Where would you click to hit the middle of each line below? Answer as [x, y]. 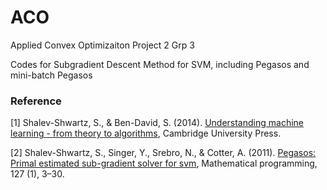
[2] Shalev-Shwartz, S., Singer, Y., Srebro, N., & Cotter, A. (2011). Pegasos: [163, 153]
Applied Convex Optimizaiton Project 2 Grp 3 [102, 45]
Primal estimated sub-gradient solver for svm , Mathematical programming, [164, 163]
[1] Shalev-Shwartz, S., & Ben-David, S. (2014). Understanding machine [157, 123]
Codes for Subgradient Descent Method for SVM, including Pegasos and [160, 64]
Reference [36, 101]
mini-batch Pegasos [51, 75]
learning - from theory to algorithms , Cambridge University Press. [146, 133]
